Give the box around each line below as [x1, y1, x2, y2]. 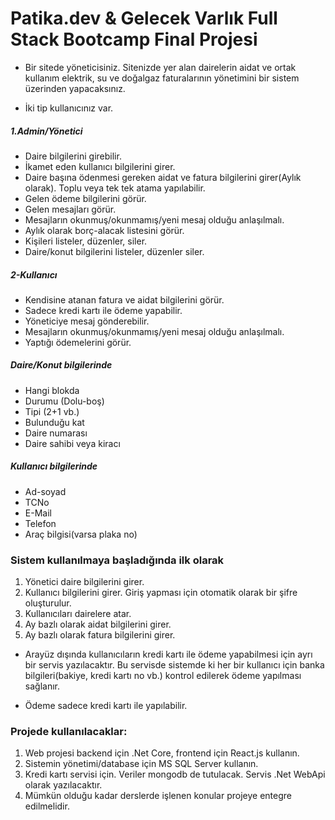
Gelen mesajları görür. [24, 203, 117, 215]
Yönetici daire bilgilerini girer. [24, 576, 145, 588]
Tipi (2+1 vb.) [24, 405, 80, 417]
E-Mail [24, 507, 52, 519]
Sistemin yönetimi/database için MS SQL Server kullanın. [24, 758, 259, 770]
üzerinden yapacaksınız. [24, 82, 126, 94]
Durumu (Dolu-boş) [24, 395, 105, 407]
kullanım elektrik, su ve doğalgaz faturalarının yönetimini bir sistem [24, 72, 300, 84]
